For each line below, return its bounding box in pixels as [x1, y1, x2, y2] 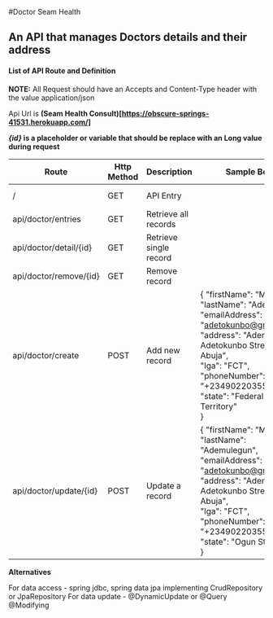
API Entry [145, 190, 182, 201]
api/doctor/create [12, 349, 80, 361]
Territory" [200, 401, 237, 412]
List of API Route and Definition [8, 65, 116, 76]
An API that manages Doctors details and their [8, 30, 248, 44]
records [145, 218, 176, 230]
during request [8, 142, 60, 151]
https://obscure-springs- [121, 108, 210, 118]
